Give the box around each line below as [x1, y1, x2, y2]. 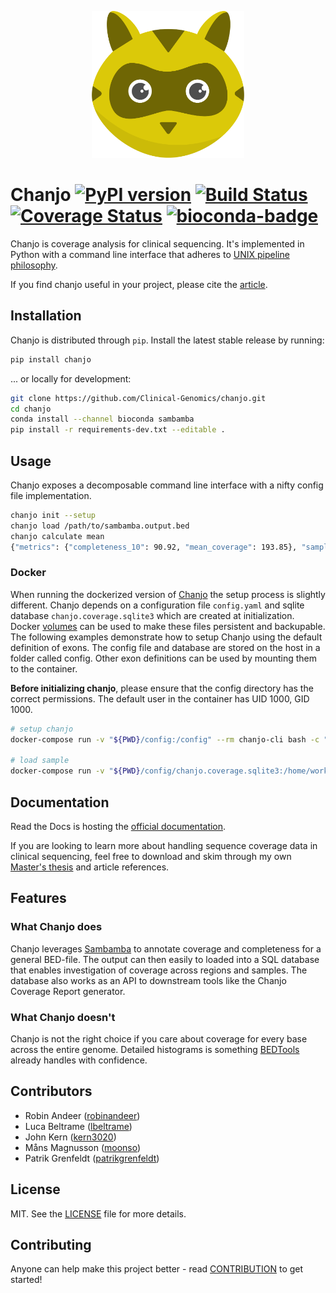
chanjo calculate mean [10, 531, 105, 541]
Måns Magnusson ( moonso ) [24, 1141, 142, 1153]
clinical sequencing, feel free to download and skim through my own [10, 850, 292, 862]
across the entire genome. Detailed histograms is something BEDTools [10, 1043, 300, 1055]
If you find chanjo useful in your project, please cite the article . [10, 278, 268, 290]
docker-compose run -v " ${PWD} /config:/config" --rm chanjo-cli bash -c [10, 734, 320, 745]
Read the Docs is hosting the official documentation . [10, 820, 227, 832]
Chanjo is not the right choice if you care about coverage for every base [10, 1032, 308, 1045]
